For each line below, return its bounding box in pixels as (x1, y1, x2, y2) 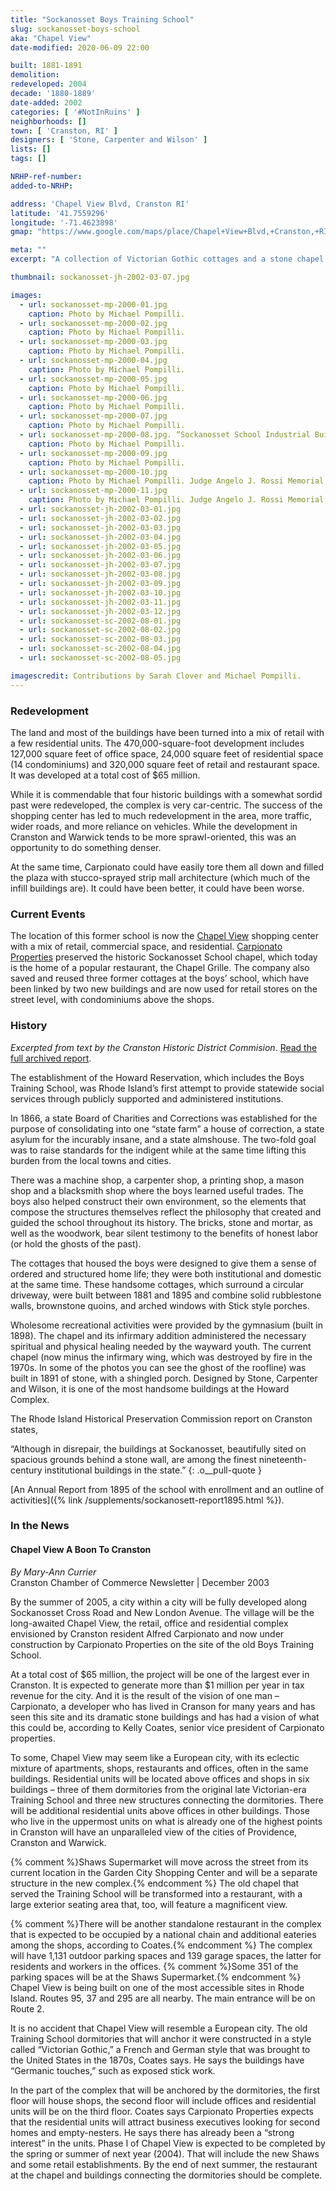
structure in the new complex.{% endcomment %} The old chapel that (10, 1877, 300, 1889)
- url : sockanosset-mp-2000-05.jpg (19, 374, 168, 384)
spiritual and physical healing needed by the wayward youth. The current (10, 1340, 312, 1352)
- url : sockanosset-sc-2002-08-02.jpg (19, 625, 182, 635)
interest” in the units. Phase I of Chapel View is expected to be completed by (10, 2137, 326, 2149)
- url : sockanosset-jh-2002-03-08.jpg (19, 569, 182, 580)
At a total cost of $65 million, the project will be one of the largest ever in (10, 1668, 310, 1680)
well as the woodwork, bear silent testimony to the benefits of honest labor (10, 1227, 319, 1239)
